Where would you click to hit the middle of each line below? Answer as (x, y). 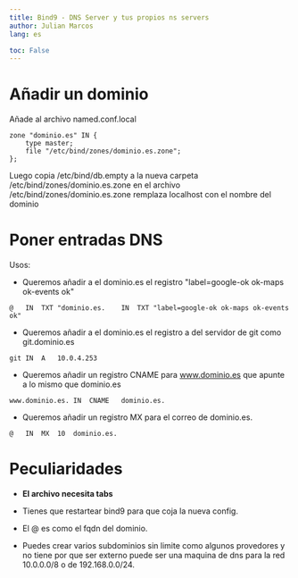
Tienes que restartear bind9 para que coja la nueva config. (130, 511)
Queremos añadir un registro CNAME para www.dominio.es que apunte (153, 375)
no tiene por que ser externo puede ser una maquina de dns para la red (153, 556)
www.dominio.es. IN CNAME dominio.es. (87, 401)
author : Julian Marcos (51, 26)
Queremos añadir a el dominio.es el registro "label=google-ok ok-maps (153, 282)
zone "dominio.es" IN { (54, 136)
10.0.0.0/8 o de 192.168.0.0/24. (79, 565)
